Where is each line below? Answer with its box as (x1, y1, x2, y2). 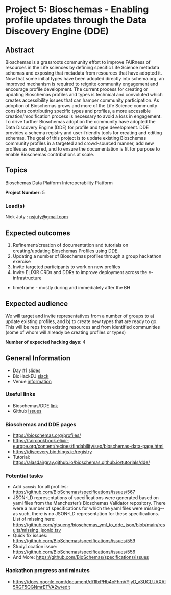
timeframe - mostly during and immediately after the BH (12, 284, 130, 290)
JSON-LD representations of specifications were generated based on (12, 494, 159, 501)
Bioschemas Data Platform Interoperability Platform (5, 180, 113, 186)
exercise (12, 258, 31, 264)
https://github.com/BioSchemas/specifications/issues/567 (12, 489, 135, 495)
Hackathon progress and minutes (5, 567, 90, 574)
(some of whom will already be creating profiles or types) (5, 329, 126, 335)
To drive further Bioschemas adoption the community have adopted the (5, 119, 156, 125)
